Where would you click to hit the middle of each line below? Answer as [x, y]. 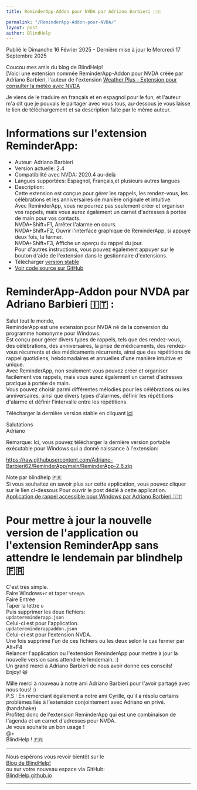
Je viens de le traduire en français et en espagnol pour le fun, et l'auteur [93, 97]
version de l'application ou [72, 533]
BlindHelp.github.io [29, 775]
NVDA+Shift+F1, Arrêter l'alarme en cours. [66, 225]
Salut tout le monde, [30, 321]
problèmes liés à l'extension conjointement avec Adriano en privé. [86, 702]
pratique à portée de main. [38, 383]
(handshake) [21, 708]
